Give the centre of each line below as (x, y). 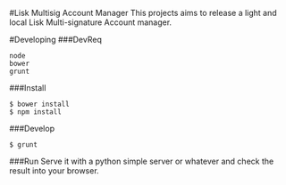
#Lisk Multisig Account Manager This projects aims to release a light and (143, 13)
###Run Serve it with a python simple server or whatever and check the (142, 161)
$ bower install (39, 104)
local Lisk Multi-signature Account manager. (91, 22)
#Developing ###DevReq (56, 40)
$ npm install (36, 112)
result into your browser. (55, 171)
